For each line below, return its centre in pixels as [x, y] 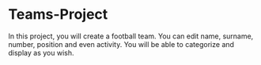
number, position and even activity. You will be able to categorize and [121, 44]
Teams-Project [58, 14]
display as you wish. [41, 52]
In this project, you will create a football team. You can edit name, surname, [131, 36]
